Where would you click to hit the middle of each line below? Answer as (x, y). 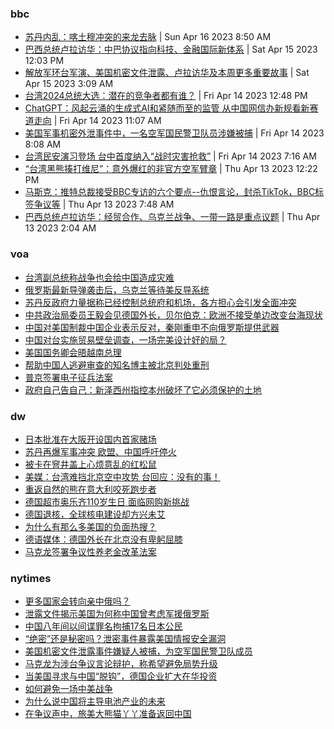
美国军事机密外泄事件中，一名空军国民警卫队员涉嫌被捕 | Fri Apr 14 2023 (174, 133)
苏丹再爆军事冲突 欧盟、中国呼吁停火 (100, 451)
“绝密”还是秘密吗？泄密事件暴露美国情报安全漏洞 (125, 639)
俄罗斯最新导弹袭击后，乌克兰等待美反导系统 (117, 289)
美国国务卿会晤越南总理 (73, 352)
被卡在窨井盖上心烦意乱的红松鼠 (90, 464)
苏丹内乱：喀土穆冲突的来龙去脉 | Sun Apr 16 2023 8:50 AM (148, 37)
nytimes (31, 578)
